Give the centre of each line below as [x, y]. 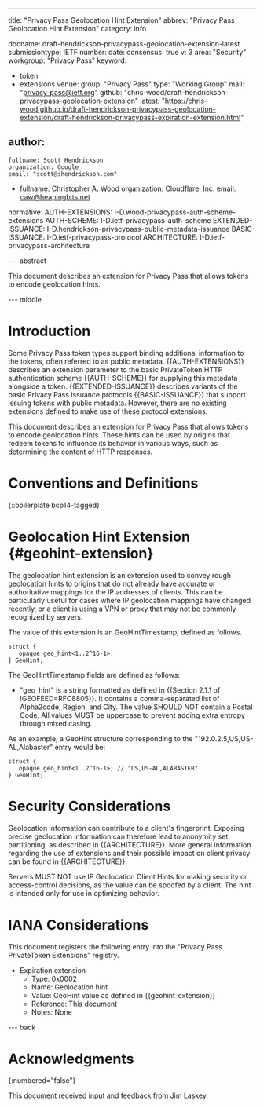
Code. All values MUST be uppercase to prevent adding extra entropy [132, 715]
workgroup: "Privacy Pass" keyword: [68, 60]
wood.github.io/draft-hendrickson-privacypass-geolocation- [117, 109]
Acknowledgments [71, 1059]
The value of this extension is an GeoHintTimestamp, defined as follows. [125, 632]
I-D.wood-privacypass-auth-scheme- [175, 212]
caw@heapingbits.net [55, 196]
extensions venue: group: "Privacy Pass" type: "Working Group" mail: [132, 84]
